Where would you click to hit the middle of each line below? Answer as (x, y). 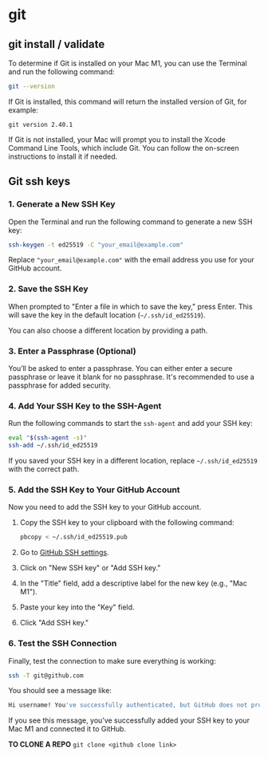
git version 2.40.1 (41, 124)
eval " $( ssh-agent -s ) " (48, 438)
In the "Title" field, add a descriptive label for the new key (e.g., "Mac (133, 583)
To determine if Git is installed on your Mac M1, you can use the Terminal (128, 63)
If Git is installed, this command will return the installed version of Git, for (128, 101)
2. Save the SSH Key (48, 289)
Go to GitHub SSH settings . (64, 553)
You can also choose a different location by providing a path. (108, 330)
